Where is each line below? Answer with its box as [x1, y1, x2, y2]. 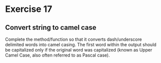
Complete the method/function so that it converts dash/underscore [5, 36, 142, 42]
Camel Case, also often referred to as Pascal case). [5, 52, 110, 58]
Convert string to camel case [5, 23, 97, 32]
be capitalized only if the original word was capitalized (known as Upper [5, 47, 153, 53]
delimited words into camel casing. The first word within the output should [5, 42, 157, 48]
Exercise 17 [5, 3, 53, 15]
